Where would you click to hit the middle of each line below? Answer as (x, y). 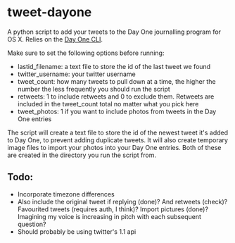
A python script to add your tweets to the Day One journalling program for (114, 32)
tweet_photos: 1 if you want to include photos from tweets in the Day (117, 111)
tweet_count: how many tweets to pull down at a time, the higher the (116, 81)
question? (32, 224)
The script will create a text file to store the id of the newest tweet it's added (118, 132)
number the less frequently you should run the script (94, 89)
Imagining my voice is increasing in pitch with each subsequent (109, 216)
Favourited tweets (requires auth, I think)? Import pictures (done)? (113, 209)
